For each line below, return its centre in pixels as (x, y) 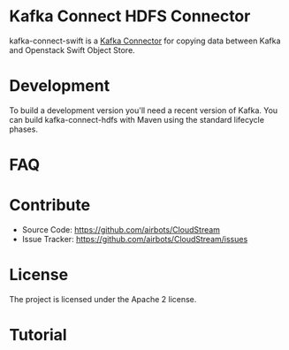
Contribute (50, 205)
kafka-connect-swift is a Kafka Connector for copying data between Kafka (145, 41)
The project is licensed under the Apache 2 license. (103, 299)
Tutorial (38, 335)
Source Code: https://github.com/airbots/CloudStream (121, 230)
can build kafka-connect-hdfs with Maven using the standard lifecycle (137, 119)
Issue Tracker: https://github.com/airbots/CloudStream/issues (135, 239)
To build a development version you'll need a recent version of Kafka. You (144, 110)
